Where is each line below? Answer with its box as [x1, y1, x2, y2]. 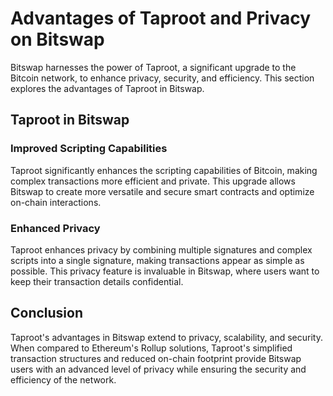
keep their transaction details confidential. [10, 275, 184, 287]
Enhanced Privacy [10, 221, 101, 235]
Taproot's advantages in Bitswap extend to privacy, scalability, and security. [10, 331, 323, 343]
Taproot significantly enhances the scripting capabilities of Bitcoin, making [10, 164, 318, 176]
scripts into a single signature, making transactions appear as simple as [10, 254, 305, 266]
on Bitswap [10, 28, 105, 51]
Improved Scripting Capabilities [10, 142, 168, 156]
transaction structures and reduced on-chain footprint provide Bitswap [10, 352, 302, 364]
